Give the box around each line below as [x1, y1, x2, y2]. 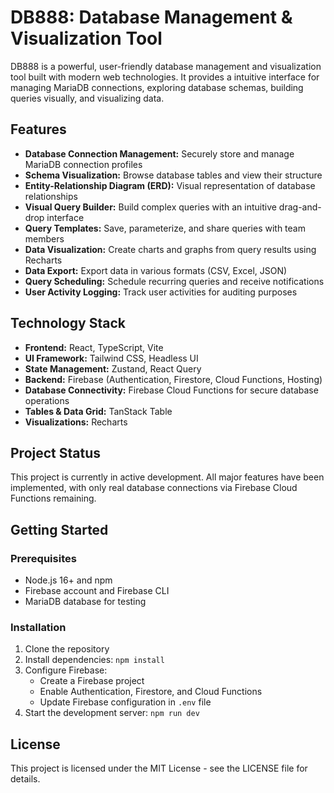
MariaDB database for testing [24, 596, 147, 608]
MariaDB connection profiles [24, 158, 143, 170]
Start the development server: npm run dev [24, 707, 200, 719]
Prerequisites [10, 551, 77, 565]
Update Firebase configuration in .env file [39, 696, 212, 708]
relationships [24, 190, 78, 202]
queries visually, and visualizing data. [10, 92, 165, 104]
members [24, 232, 65, 245]
